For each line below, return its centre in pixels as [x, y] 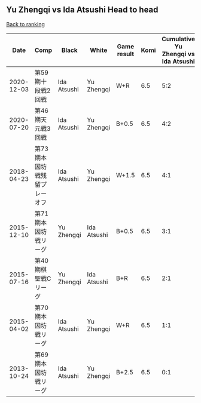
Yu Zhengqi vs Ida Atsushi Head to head [82, 10]
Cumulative [178, 39]
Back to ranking [25, 24]
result [126, 54]
